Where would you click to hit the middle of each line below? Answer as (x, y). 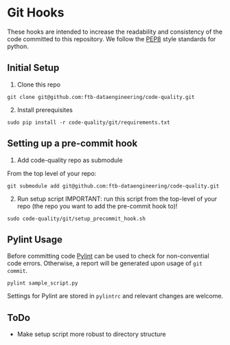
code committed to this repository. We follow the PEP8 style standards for (112, 38)
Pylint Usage (35, 240)
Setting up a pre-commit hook (72, 143)
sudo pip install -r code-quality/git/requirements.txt (89, 122)
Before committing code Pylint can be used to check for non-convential (108, 256)
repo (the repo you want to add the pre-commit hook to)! (97, 206)
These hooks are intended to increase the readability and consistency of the (115, 32)
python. (18, 46)
